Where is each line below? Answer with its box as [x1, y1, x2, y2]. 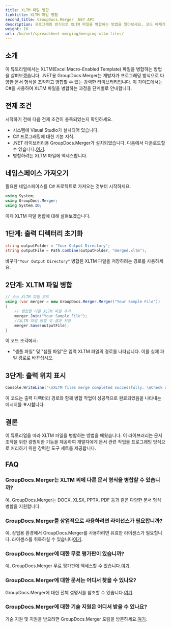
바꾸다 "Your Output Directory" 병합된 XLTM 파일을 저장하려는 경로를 [5, 258, 146, 264]
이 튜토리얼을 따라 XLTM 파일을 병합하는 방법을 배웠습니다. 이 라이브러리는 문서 [5, 432, 163, 438]
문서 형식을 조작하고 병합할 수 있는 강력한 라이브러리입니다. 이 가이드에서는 [14, 79, 163, 85]
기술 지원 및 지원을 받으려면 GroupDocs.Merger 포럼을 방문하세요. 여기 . [5, 616, 148, 622]
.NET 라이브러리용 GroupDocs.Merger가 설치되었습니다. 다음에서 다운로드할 [12, 140, 165, 146]
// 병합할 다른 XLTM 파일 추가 [14, 309, 71, 314]
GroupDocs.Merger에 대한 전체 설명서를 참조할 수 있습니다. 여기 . [5, 589, 134, 595]
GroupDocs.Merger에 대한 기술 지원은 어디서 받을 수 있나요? [5, 603, 148, 611]
